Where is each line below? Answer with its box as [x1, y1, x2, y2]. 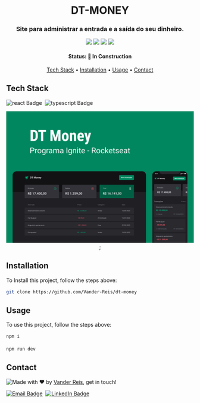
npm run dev [6, 346, 36, 352]
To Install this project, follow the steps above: [6, 277, 117, 284]
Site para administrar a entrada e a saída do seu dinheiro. [15, 25, 185, 33]
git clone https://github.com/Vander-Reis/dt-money [6, 289, 137, 295]
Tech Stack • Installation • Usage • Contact [46, 66, 154, 73]
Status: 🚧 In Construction [68, 53, 132, 60]
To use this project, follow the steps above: [6, 321, 112, 328]
